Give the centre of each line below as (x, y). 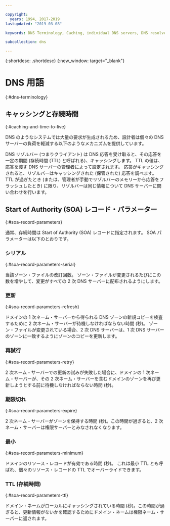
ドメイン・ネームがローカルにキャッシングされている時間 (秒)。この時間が (83, 506)
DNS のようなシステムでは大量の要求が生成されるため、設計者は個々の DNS (84, 137)
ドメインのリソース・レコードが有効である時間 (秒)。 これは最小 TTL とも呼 (84, 463)
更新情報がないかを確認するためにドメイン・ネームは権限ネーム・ (91, 512)
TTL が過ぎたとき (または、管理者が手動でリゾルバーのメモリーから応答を (82, 179)
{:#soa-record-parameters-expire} (41, 410)
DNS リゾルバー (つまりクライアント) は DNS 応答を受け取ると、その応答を (83, 154)
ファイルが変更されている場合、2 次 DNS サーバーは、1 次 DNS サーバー (89, 330)
